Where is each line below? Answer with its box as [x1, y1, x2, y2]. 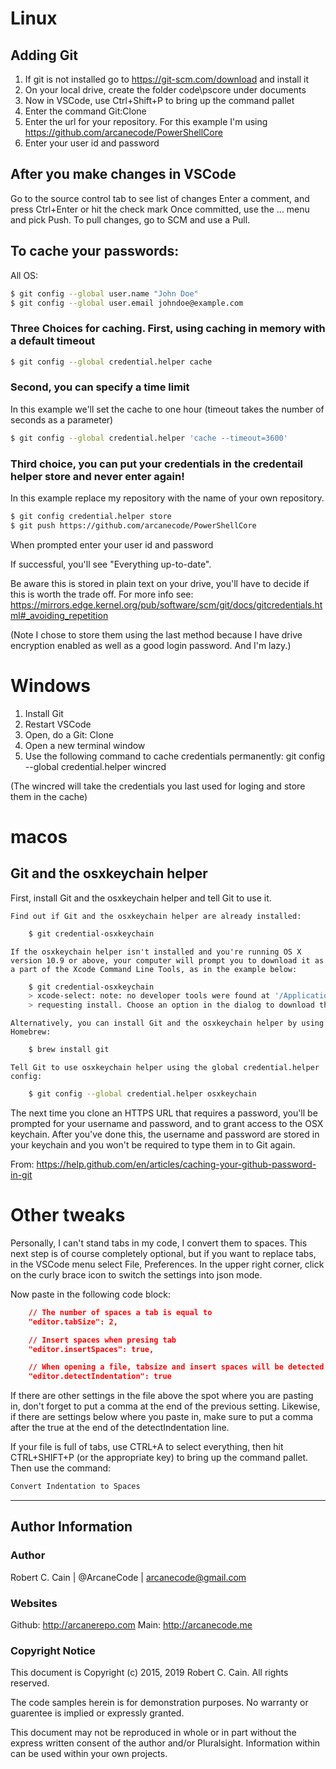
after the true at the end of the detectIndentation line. [10, 1422, 230, 1434]
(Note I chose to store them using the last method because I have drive [10, 628, 303, 641]
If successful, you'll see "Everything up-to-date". [10, 558, 212, 570]
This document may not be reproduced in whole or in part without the [10, 1727, 297, 1739]
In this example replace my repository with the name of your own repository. [10, 492, 325, 504]
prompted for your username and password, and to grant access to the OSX [10, 1117, 324, 1129]
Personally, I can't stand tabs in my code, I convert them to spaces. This [10, 1237, 308, 1249]
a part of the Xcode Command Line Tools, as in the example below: [10, 964, 298, 974]
